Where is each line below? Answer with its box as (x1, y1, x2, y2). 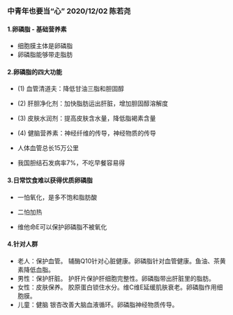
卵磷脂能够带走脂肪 (17, 50, 73, 59)
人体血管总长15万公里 (17, 144, 79, 152)
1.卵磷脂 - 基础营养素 (7, 24, 67, 33)
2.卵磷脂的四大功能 (7, 68, 63, 76)
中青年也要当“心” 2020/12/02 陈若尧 (7, 6, 131, 15)
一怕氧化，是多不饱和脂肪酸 (17, 193, 98, 201)
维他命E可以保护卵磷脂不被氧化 (17, 222, 107, 231)
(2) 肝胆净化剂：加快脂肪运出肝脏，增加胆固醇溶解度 (17, 99, 169, 108)
